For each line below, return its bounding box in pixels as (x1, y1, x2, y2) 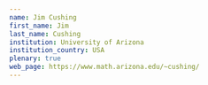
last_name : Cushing (9, 29, 81, 38)
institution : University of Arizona (9, 37, 144, 47)
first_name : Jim (9, 21, 69, 30)
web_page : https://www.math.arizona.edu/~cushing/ (9, 63, 200, 72)
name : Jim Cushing (9, 12, 77, 22)
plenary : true (9, 54, 62, 63)
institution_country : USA (9, 46, 104, 55)
